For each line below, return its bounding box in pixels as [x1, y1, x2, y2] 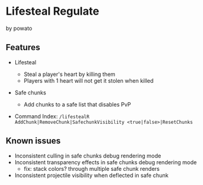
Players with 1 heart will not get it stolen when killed [23, 77, 154, 84]
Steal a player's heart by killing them [23, 70, 116, 78]
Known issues [6, 136, 61, 146]
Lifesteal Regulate [6, 4, 100, 18]
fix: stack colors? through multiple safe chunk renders [23, 165, 160, 172]
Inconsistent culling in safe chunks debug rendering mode [14, 152, 161, 159]
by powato [6, 25, 32, 32]
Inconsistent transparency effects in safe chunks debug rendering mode [14, 158, 197, 166]
